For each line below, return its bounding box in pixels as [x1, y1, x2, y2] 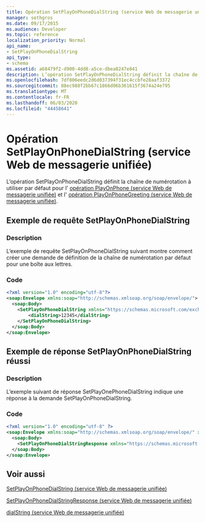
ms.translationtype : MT [6, 89, 67, 95]
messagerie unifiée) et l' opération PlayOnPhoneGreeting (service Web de [6, 191, 192, 199]
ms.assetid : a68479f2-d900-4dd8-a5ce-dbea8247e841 [6, 65, 138, 72]
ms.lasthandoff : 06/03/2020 [6, 100, 78, 106]
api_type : [6, 54, 32, 61]
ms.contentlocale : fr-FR [6, 94, 70, 100]
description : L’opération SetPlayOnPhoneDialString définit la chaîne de [6, 72, 198, 78]
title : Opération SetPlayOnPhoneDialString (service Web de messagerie [6, 9, 192, 15]
